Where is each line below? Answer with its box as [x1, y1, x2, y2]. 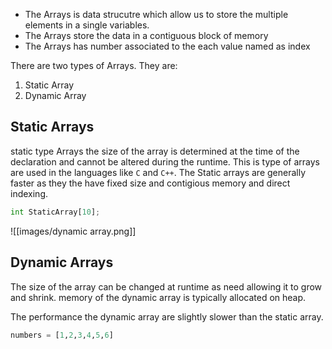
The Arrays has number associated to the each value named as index [24, 40, 311, 52]
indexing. [10, 187, 49, 199]
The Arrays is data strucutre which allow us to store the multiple [24, 9, 289, 20]
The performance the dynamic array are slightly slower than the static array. [10, 310, 324, 323]
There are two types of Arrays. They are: [10, 60, 178, 71]
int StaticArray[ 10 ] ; [10, 207, 101, 217]
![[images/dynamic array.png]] [10, 225, 137, 237]
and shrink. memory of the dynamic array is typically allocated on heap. [10, 291, 307, 303]
